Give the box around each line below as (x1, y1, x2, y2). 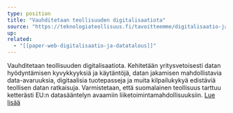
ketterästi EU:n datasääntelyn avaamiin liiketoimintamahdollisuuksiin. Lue (7, 91, 216, 99)
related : (7, 36, 33, 43)
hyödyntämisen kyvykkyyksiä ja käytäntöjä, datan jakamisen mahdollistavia (7, 69, 222, 77)
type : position (7, 10, 51, 17)
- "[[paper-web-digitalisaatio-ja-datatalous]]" (13, 42, 157, 49)
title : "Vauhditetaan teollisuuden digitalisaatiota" (7, 17, 166, 24)
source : (7, 23, 30, 30)
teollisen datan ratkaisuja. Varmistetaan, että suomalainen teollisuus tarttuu (7, 84, 222, 92)
